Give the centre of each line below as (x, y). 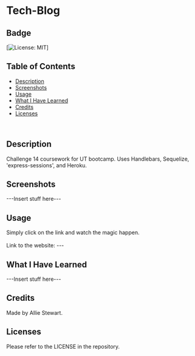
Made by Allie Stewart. (34, 312)
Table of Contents (41, 66)
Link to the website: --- (35, 246)
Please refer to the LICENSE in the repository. (63, 346)
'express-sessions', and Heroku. (46, 165)
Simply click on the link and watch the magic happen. (73, 233)
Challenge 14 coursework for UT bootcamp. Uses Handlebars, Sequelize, (98, 159)
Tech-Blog (33, 11)
